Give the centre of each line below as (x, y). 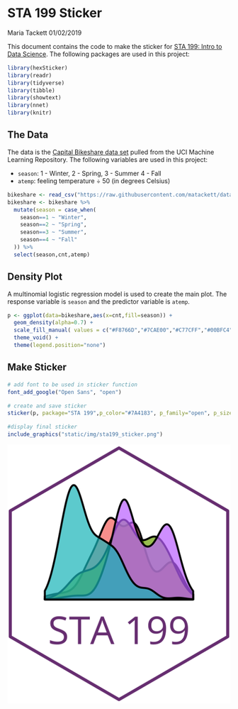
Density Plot (35, 277)
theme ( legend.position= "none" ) (60, 346)
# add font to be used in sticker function (73, 385)
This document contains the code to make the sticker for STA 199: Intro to (115, 46)
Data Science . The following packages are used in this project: (98, 54)
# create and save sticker (47, 406)
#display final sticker (42, 427)
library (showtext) (34, 98)
